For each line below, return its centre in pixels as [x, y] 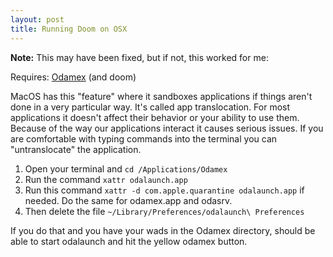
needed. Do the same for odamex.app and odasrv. [128, 200]
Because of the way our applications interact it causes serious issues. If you [167, 128]
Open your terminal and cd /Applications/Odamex [126, 168]
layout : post [37, 19]
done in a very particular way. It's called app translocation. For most [150, 107]
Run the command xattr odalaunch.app [106, 179]
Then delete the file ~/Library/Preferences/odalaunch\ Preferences [164, 211]
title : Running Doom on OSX [69, 29]
